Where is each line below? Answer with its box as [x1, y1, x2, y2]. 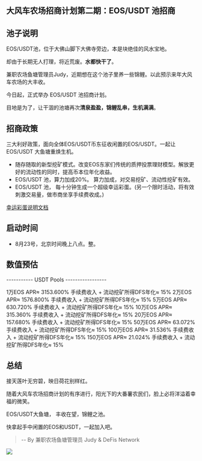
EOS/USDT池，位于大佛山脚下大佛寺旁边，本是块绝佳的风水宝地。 [6, 45, 170, 52]
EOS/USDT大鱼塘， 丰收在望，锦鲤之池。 [6, 410, 109, 418]
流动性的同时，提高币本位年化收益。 [25, 168, 115, 176]
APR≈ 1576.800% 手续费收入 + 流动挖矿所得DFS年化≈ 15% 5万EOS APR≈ [6, 296, 188, 303]
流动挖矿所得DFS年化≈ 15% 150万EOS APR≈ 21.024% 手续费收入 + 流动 [17, 333, 195, 340]
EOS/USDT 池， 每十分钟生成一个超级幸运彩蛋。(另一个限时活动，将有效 [14, 183, 195, 191]
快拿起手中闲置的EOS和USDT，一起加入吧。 [6, 424, 116, 431]
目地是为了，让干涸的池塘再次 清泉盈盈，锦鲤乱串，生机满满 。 [6, 104, 159, 111]
